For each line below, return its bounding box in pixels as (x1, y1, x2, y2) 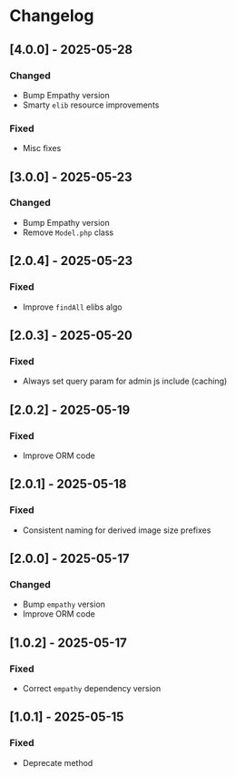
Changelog (9, 5, 94, 26)
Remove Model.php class (22, 227, 114, 238)
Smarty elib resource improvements (22, 99, 160, 110)
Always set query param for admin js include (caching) (22, 375, 228, 387)
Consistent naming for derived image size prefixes (22, 525, 211, 536)
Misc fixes (22, 143, 62, 154)
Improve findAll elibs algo (22, 302, 123, 312)
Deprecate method (22, 757, 93, 768)
